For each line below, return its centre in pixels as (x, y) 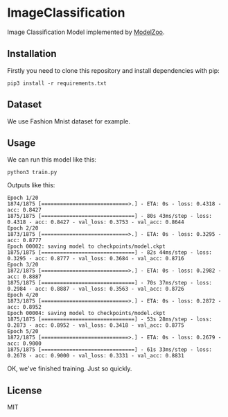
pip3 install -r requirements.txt (57, 83)
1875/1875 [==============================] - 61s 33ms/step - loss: (110, 350)
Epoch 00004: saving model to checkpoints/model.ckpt (87, 314)
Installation (32, 54)
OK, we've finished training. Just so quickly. (70, 368)
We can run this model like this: (52, 160)
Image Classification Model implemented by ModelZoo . (86, 32)
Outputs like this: (31, 185)
